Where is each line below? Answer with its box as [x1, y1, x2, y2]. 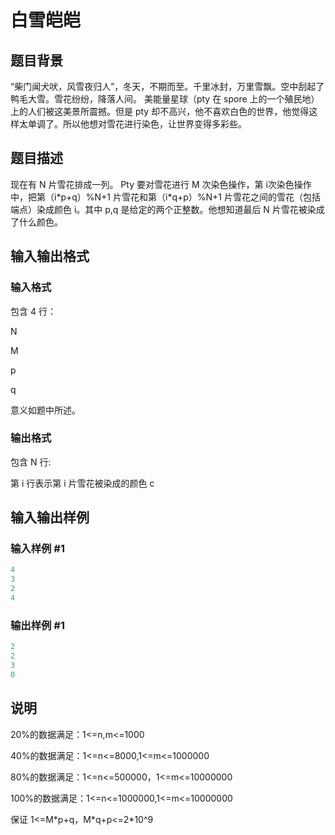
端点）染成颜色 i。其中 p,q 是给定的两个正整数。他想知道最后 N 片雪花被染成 [10, 203, 325, 215]
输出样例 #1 [10, 618, 65, 632]
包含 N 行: [10, 456, 52, 468]
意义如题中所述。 [10, 404, 81, 416]
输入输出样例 [10, 509, 90, 526]
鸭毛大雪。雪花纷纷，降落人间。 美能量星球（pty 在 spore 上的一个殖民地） [10, 93, 320, 105]
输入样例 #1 [10, 542, 65, 556]
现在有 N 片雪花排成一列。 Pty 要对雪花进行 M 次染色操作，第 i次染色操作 [10, 178, 312, 190]
